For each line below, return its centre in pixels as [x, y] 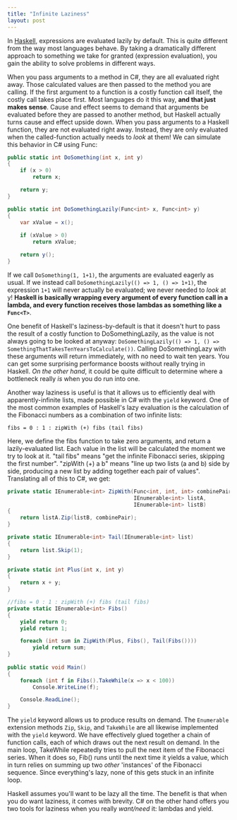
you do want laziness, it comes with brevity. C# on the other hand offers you [118, 801]
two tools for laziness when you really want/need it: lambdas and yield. [110, 809]
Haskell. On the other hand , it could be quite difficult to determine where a [115, 371]
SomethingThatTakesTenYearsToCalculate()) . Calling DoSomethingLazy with [117, 348]
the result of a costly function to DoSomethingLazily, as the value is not [111, 334]
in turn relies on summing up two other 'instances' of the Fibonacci [105, 765]
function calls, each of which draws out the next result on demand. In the [114, 742]
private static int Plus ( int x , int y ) [66, 570]
